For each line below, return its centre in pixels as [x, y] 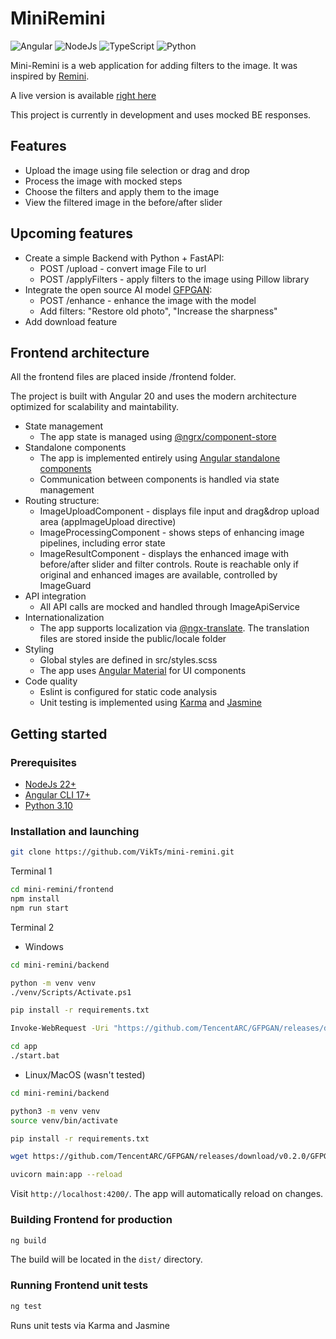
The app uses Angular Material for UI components [143, 671]
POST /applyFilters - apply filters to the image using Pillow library [174, 279]
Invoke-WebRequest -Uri [60, 1028]
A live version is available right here [83, 95]
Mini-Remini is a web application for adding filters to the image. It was [154, 65]
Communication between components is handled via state [159, 479]
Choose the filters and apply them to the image [122, 191]
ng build [28, 1240]
